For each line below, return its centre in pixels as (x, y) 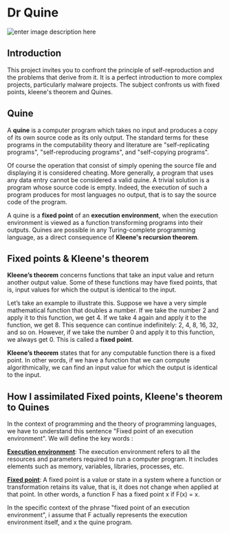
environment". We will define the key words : (70, 439)
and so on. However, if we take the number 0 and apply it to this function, (111, 332)
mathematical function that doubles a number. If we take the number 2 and (113, 310)
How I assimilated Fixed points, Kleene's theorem (115, 396)
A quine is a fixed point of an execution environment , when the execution (112, 215)
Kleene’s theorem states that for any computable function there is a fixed (111, 353)
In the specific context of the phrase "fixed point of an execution (99, 508)
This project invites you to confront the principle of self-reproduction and (111, 69)
